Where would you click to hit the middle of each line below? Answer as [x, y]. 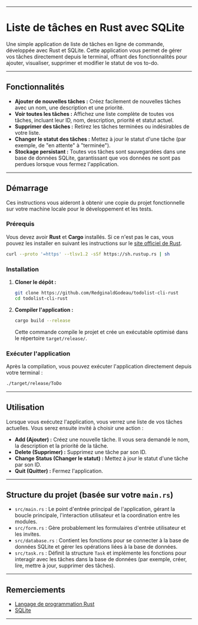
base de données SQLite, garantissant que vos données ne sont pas [98, 158]
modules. [26, 522]
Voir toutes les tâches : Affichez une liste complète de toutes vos [94, 114]
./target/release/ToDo [34, 383]
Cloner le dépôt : [35, 282]
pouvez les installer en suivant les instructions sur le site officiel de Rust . [94, 243]
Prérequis [20, 224]
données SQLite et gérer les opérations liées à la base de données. [96, 547]
